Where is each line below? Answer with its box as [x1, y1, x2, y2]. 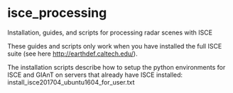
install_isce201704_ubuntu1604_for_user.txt [7, 77, 135, 86]
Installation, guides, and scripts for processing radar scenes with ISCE [7, 28, 213, 37]
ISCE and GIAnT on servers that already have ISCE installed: [7, 70, 183, 79]
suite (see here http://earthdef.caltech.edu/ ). [7, 49, 138, 58]
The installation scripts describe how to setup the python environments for [7, 63, 226, 71]
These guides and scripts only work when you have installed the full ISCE [7, 42, 222, 50]
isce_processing [7, 5, 107, 21]
